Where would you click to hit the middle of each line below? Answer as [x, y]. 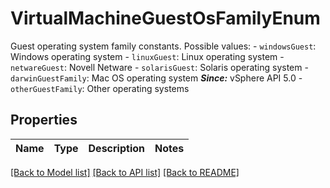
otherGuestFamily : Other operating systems [100, 88]
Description [116, 148]
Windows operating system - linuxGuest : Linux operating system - [147, 56]
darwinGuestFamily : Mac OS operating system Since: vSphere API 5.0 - [156, 78]
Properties [44, 120]
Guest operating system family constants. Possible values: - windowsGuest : [163, 46]
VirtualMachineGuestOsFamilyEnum [165, 18]
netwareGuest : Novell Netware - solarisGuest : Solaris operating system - [159, 67]
